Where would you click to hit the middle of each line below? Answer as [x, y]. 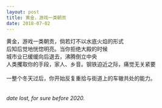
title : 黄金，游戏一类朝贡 [37, 18]
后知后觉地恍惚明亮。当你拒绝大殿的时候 [57, 49]
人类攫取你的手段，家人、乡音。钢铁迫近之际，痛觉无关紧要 [81, 64]
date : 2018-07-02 [28, 23]
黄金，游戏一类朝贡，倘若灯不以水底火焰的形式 [65, 41]
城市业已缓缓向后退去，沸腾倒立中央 [52, 57]
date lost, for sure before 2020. [46, 98]
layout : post [23, 12]
